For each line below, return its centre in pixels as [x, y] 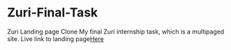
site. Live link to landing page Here [56, 38]
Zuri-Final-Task [53, 13]
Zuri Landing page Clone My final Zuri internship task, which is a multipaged [116, 32]
